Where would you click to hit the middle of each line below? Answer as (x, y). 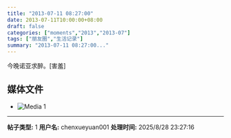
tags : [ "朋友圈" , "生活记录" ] (45, 39)
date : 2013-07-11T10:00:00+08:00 (55, 20)
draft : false (26, 26)
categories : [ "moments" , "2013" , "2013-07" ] (69, 33)
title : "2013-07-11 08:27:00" (51, 13)
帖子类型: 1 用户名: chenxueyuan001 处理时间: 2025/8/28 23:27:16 (101, 127)
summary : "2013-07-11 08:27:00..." (58, 45)
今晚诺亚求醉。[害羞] (37, 66)
